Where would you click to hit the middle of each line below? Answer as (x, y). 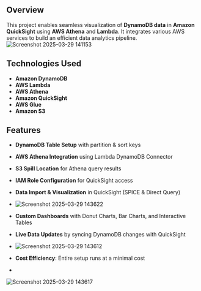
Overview (25, 10)
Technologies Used (44, 64)
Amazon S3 (30, 111)
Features (24, 130)
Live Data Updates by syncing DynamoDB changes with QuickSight (100, 235)
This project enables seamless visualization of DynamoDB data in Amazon (100, 25)
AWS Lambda (33, 85)
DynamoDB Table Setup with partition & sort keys (78, 145)
